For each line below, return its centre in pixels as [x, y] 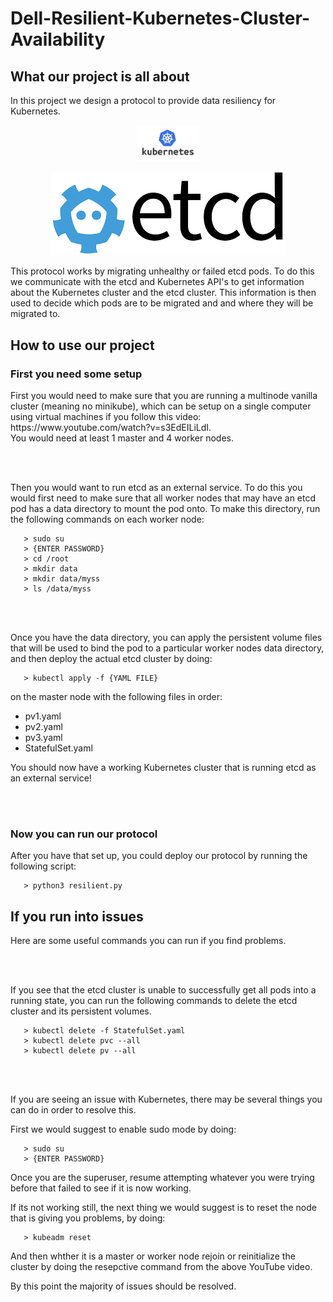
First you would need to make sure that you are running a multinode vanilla [164, 396]
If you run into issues [77, 916]
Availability [58, 39]
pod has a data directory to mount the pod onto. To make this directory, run [165, 509]
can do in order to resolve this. [73, 1110]
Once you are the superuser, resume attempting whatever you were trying [162, 1178]
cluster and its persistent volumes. [81, 1011]
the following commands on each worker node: [107, 519]
